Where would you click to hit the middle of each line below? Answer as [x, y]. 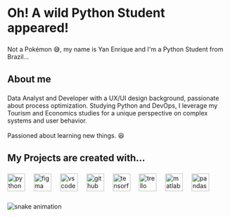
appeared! [38, 28]
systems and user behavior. [47, 120]
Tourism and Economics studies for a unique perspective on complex [108, 113]
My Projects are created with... [76, 157]
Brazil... [18, 57]
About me [29, 79]
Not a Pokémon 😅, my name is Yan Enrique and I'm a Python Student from [115, 49]
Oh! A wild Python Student [86, 13]
